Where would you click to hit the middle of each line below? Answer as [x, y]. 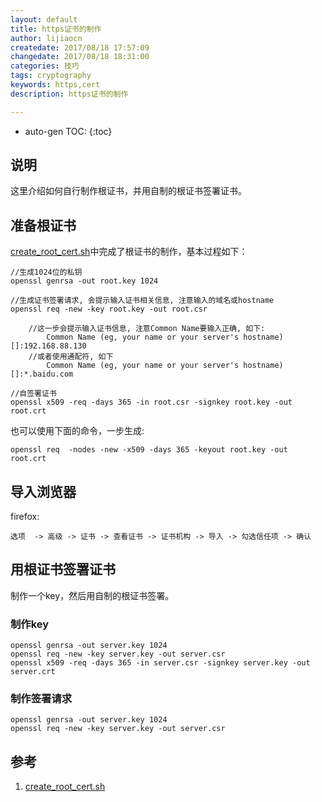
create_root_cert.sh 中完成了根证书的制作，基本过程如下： [129, 252]
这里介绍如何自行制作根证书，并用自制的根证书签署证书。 [128, 191]
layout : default [44, 19]
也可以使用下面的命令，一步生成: [77, 431]
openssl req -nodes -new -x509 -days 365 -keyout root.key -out [149, 450]
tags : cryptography [51, 76]
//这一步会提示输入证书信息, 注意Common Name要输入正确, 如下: [147, 329]
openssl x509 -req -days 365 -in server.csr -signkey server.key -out [160, 663]
